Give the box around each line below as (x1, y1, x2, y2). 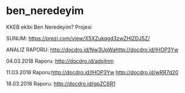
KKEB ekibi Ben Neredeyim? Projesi (6, 23, 92, 30)
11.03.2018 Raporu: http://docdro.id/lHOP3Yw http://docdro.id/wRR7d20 (6, 68, 179, 75)
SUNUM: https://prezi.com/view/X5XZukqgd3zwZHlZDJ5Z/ (6, 35, 150, 42)
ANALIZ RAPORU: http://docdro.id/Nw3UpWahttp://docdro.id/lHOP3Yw (6, 46, 179, 53)
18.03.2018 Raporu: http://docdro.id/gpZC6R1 (6, 80, 116, 87)
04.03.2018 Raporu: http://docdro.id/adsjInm (6, 57, 114, 64)
